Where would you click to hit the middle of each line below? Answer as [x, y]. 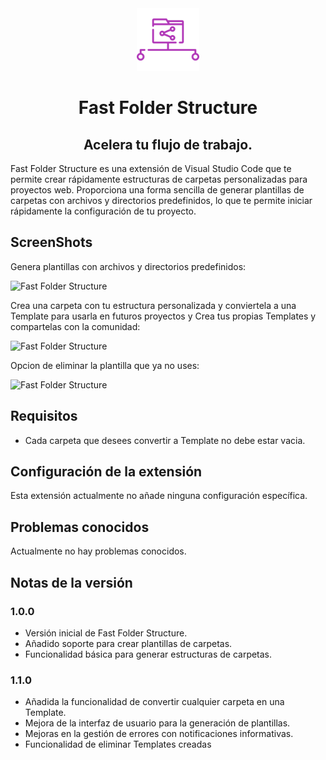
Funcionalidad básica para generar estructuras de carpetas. [148, 654]
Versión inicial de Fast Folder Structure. [106, 633]
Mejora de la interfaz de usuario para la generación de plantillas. [157, 723]
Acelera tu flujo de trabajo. [168, 144]
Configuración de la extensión [106, 472]
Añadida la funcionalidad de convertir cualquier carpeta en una [154, 702]
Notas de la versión [71, 582]
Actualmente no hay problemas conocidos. [98, 551]
